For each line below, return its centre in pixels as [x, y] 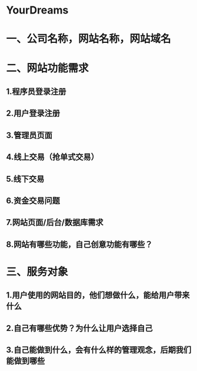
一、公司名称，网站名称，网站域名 [89, 39]
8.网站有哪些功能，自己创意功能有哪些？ [79, 244]
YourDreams [37, 10]
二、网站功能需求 [48, 68]
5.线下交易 [25, 179]
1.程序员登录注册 [36, 91]
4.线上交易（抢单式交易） [52, 157]
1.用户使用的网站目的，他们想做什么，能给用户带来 [98, 295]
